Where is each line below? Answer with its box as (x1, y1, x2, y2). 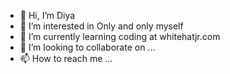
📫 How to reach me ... (19, 53, 113, 64)
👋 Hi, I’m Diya (19, 10, 76, 21)
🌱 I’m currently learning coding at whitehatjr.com (19, 31, 221, 42)
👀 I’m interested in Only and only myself (19, 20, 184, 32)
